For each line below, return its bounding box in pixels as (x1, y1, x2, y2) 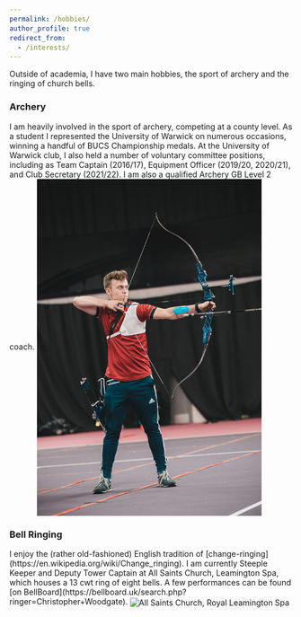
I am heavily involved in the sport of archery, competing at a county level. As (9, 121, 293, 132)
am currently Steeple (190, 558, 268, 569)
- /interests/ (17, 43, 70, 52)
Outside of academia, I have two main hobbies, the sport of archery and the (9, 68, 289, 80)
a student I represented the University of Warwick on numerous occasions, (9, 130, 287, 141)
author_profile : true (9, 23, 91, 33)
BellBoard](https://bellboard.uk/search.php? (23, 586, 187, 597)
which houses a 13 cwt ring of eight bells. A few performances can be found (9, 577, 292, 588)
